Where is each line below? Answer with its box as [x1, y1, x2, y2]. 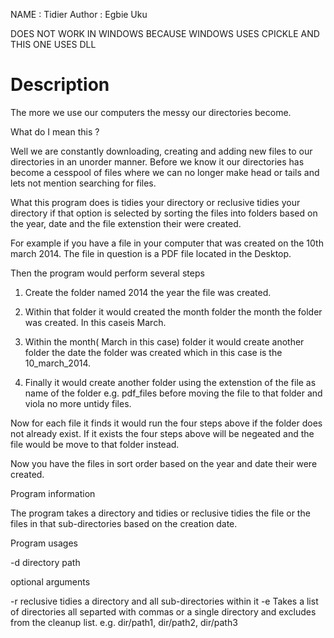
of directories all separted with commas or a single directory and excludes [10, 605, 317, 618]
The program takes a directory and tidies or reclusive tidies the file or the [10, 507, 311, 519]
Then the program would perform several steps [10, 267, 205, 279]
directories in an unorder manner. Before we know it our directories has [10, 155, 305, 168]
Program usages [10, 537, 78, 549]
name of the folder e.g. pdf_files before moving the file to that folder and [24, 387, 323, 399]
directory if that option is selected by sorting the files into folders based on [10, 207, 318, 219]
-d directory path [10, 556, 81, 568]
